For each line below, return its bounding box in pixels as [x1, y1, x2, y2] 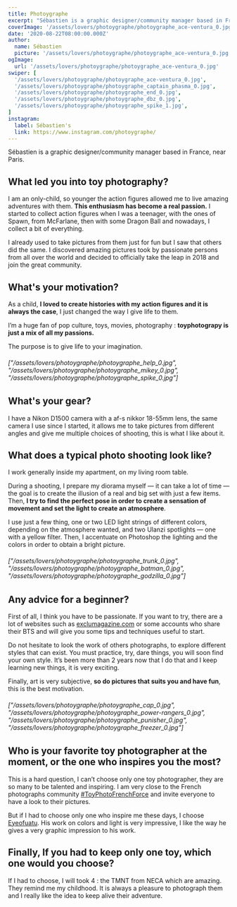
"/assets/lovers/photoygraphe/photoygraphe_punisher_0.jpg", [8, 716, 188, 724]
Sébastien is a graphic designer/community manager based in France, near [8, 148, 226, 156]
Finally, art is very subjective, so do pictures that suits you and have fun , [8, 677, 221, 685]
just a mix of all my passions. [8, 329, 94, 337]
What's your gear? [8, 395, 91, 407]
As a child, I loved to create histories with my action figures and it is [8, 300, 208, 308]
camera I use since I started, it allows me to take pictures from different [8, 421, 214, 430]
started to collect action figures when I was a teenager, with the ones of [8, 210, 217, 218]
